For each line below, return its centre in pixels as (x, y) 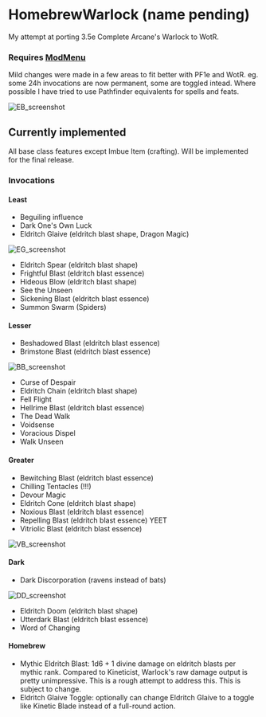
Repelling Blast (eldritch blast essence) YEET (93, 520)
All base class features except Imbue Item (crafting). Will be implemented (128, 151)
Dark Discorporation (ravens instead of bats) (93, 580)
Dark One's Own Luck (56, 225)
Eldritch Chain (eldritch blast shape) (78, 391)
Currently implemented (67, 132)
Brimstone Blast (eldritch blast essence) (85, 351)
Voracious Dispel (47, 433)
